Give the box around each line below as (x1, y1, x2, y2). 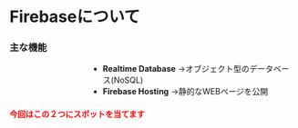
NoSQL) (113, 74, 144, 85)
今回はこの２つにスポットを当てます (9, 109, 146, 120)
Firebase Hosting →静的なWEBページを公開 (102, 86, 269, 97)
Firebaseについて (9, 6, 141, 27)
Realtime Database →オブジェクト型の (102, 64, 250, 74)
